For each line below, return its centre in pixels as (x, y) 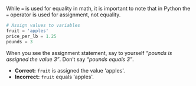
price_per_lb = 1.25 (32, 36)
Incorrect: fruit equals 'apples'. (54, 77)
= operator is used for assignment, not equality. (63, 15)
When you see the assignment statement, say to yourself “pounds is (89, 53)
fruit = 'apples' (27, 31)
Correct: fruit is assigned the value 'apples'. (70, 70)
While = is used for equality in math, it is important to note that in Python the (98, 8)
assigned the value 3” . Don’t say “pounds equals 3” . (70, 59)
